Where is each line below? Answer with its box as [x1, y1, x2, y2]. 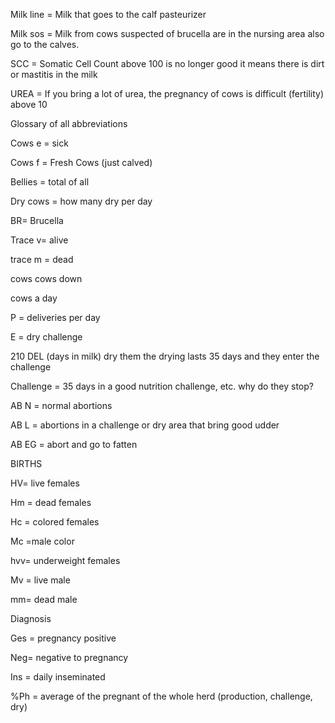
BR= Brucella [10, 215, 64, 226]
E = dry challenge [10, 331, 83, 343]
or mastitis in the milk [10, 69, 98, 80]
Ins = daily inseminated [10, 671, 106, 683]
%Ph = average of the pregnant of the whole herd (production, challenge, [10, 690, 313, 702]
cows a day [10, 292, 58, 304]
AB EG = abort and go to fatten [10, 439, 138, 450]
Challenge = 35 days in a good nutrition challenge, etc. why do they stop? [10, 380, 314, 392]
